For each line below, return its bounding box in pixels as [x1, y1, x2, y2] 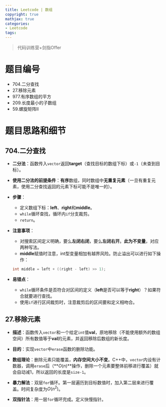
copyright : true [5, 12, 39, 17]
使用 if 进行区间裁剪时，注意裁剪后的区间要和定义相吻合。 [19, 299, 137, 305]
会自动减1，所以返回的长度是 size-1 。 [12, 369, 89, 375]
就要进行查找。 [24, 293, 55, 299]
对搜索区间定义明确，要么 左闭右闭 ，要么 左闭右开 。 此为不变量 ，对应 [19, 238, 159, 244]
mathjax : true [5, 16, 35, 21]
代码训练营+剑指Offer [17, 45, 61, 50]
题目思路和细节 [5, 125, 66, 136]
